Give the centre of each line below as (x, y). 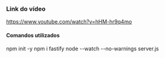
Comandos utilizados (33, 35)
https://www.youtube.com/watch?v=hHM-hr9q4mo (69, 22)
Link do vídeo (26, 9)
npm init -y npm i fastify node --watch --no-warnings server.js (82, 49)
